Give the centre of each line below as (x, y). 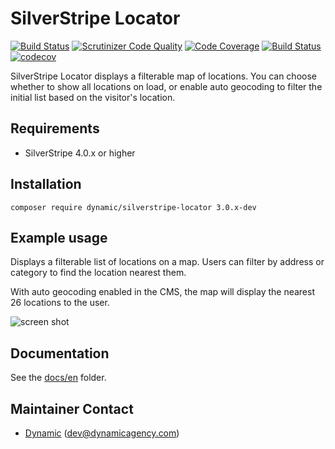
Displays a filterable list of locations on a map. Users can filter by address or (167, 262)
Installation (46, 184)
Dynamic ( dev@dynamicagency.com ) (102, 433)
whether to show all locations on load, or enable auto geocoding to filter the (166, 86)
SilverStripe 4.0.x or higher (80, 153)
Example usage (59, 237)
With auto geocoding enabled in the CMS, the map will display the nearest (162, 292)
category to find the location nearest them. (98, 273)
